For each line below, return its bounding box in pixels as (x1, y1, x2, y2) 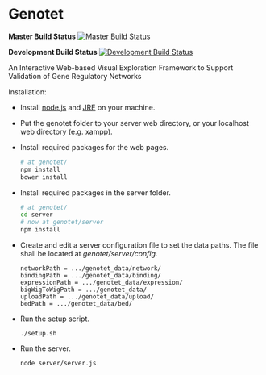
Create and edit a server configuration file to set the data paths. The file (19, 240, 259, 250)
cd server (19, 210, 54, 219)
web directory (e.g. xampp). (19, 127, 113, 136)
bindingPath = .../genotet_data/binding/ (19, 272, 161, 280)
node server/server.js (19, 360, 97, 368)
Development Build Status (8, 47, 98, 56)
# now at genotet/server (19, 219, 104, 227)
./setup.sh (19, 330, 57, 338)
